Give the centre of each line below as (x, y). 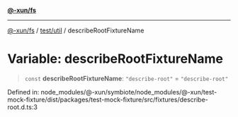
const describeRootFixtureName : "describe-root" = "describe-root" (126, 78)
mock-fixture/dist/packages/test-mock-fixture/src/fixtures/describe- (108, 99)
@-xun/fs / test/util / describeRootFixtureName (76, 30)
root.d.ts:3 (22, 107)
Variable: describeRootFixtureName (115, 59)
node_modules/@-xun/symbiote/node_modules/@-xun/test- (129, 92)
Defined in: (23, 92)
